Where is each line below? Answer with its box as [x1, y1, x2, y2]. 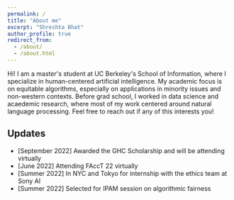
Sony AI [17, 177, 41, 185]
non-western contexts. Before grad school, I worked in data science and [7, 91, 219, 100]
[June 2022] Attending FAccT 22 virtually [17, 161, 138, 170]
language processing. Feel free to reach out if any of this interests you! [7, 107, 214, 116]
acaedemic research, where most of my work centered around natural [7, 99, 212, 108]
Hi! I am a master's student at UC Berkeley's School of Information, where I [7, 69, 227, 78]
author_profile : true [7, 30, 72, 38]
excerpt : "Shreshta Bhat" [7, 23, 84, 30]
